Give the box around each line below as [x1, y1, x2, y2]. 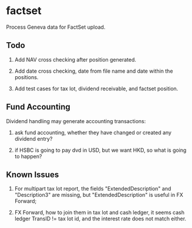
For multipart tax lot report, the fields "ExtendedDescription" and [14, 185, 171, 192]
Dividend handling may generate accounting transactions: [6, 117, 146, 124]
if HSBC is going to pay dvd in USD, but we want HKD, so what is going [14, 147, 187, 154]
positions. [14, 73, 39, 80]
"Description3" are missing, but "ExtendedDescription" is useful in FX [14, 192, 184, 199]
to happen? [14, 152, 42, 159]
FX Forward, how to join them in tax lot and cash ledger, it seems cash [14, 209, 185, 216]
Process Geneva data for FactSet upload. [6, 23, 106, 30]
